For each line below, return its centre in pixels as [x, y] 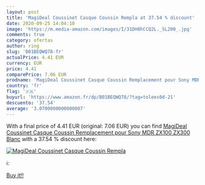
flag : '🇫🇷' [21, 92]
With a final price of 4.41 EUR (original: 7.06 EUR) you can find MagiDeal [97, 126]
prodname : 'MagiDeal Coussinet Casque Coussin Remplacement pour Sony [98, 80]
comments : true [26, 35]
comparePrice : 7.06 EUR [37, 74]
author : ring [23, 46]
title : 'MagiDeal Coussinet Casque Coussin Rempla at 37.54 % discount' [101, 18]
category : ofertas [30, 40]
